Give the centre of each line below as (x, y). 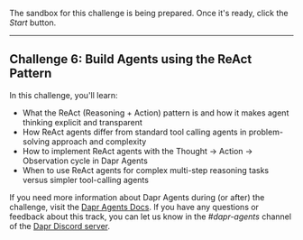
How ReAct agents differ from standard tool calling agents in (134, 132)
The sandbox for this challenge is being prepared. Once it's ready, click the (149, 13)
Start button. (33, 23)
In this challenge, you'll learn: (64, 95)
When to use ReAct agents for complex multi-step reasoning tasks (145, 170)
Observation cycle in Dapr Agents (85, 161)
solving (36, 141)
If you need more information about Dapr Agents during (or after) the (137, 197)
